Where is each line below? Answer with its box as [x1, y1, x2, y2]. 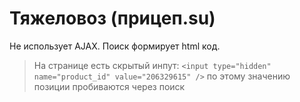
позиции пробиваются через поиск [33, 80, 186, 92]
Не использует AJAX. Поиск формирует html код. [9, 40, 221, 52]
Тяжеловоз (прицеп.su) [9, 7, 216, 30]
